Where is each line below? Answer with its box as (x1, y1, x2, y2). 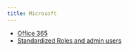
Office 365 (17, 29, 48, 37)
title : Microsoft (7, 10, 57, 17)
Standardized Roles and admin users (17, 36, 122, 45)
